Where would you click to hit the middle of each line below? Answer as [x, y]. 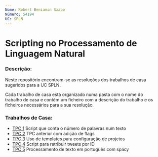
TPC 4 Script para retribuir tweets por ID [53, 144]
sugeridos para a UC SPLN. [33, 85]
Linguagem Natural [45, 53]
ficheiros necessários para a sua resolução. [49, 105]
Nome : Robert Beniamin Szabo [35, 10]
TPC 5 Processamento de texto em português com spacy [71, 149]
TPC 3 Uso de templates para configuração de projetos [68, 139]
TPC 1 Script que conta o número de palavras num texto [69, 128]
